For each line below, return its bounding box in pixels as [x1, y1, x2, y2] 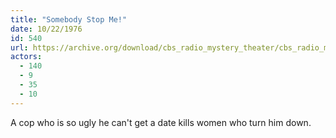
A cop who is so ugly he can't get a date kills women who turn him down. [10, 116, 312, 128]
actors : [10, 52, 43, 62]
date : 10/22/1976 [10, 24, 83, 34]
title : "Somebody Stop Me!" [10, 14, 128, 25]
